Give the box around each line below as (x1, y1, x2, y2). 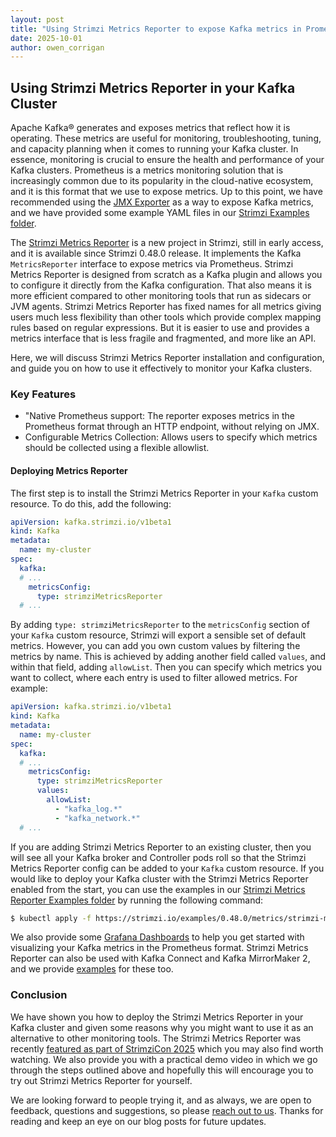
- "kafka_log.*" (54, 804, 123, 814)
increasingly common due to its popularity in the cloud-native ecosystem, (10, 175, 314, 187)
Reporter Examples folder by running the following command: (10, 894, 264, 906)
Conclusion (10, 988, 68, 1002)
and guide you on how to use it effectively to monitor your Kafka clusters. (10, 362, 313, 375)
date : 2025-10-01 (10, 33, 83, 43)
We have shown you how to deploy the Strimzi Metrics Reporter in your (10, 1011, 304, 1023)
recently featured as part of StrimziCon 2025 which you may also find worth (10, 1042, 324, 1055)
